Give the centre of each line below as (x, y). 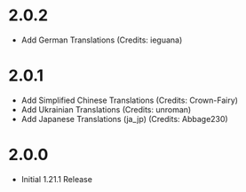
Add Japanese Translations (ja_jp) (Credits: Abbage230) (124, 119)
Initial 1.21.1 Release (56, 179)
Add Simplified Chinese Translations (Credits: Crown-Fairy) (130, 100)
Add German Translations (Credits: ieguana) (102, 40)
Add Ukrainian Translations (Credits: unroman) (106, 109)
